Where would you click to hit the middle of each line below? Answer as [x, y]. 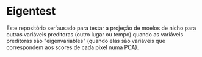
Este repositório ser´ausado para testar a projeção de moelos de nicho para [101, 28]
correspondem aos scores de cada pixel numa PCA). [73, 47]
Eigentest [31, 11]
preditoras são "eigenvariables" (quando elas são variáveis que [86, 41]
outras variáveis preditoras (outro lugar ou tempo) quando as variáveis [95, 34]
